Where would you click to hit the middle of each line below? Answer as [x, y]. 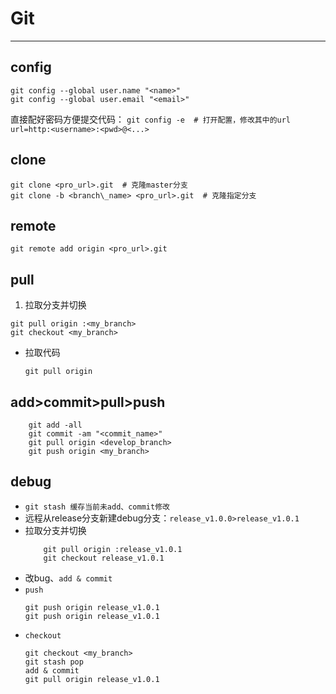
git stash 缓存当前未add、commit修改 [97, 507]
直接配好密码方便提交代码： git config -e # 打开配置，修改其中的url [151, 119]
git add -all [55, 425]
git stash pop [54, 662]
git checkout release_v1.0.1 [104, 558]
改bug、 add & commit [68, 578]
